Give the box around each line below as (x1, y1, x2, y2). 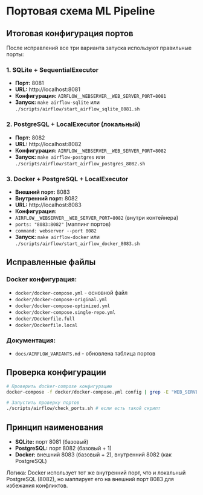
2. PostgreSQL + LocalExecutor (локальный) (6, 120, 141, 129)
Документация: (6, 336, 56, 345)
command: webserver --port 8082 (14, 228, 97, 234)
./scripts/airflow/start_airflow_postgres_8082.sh (14, 161, 146, 167)
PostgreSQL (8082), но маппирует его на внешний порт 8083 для (6, 476, 174, 482)
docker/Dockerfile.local (14, 322, 78, 328)
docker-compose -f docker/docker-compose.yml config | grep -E (6, 389, 169, 395)
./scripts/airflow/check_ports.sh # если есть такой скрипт (6, 406, 161, 412)
